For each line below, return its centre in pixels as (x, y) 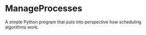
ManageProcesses (44, 9)
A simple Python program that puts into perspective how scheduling (73, 22)
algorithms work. (22, 27)
